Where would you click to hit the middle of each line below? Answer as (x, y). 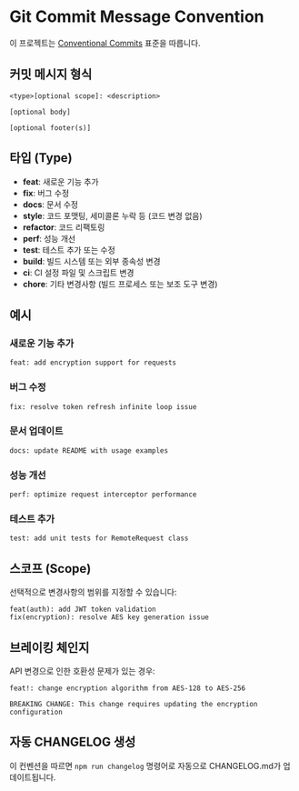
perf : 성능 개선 (49, 238)
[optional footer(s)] (50, 128)
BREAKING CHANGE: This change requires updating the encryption (134, 705)
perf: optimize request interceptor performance (103, 495)
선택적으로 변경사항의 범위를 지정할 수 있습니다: (93, 592)
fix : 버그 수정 (46, 193)
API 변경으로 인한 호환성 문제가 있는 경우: (83, 671)
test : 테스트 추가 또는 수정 (69, 250)
